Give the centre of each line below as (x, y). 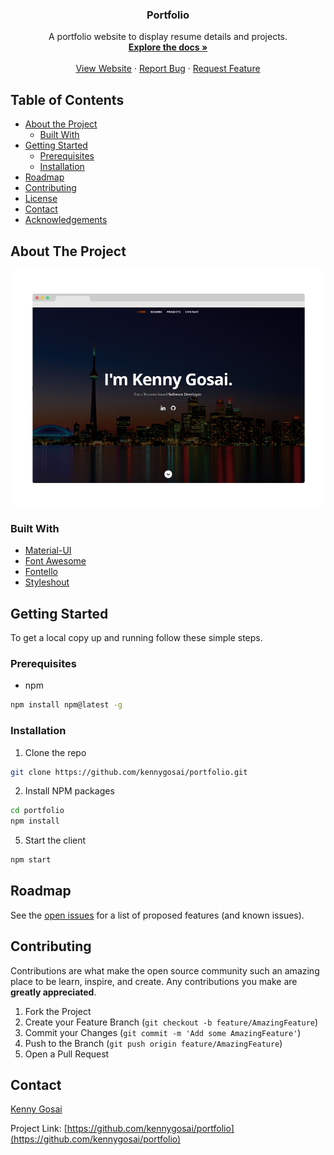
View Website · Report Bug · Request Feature (168, 69)
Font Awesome (55, 561)
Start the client (55, 840)
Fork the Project (58, 1011)
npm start (31, 860)
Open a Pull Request (67, 1054)
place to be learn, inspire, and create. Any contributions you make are (154, 981)
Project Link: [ (39, 1129)
